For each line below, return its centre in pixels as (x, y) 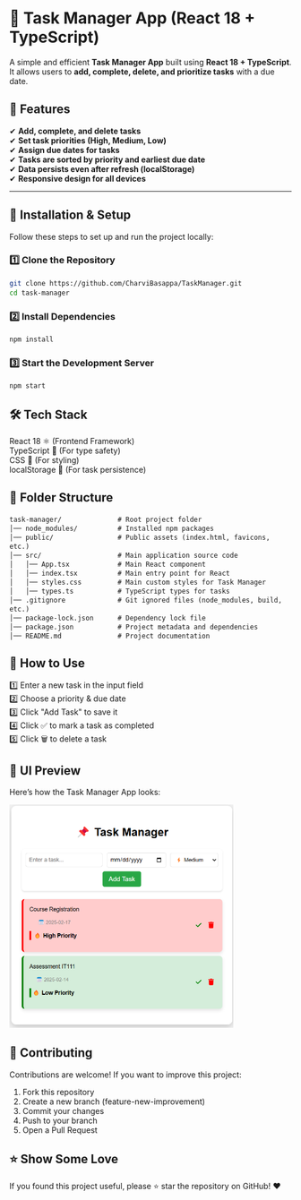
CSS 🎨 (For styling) (44, 459)
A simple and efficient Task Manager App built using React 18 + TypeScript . (150, 62)
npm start (28, 386)
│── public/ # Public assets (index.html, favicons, (140, 537)
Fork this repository (58, 1092)
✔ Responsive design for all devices (77, 178)
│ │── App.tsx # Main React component (107, 564)
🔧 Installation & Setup (70, 215)
